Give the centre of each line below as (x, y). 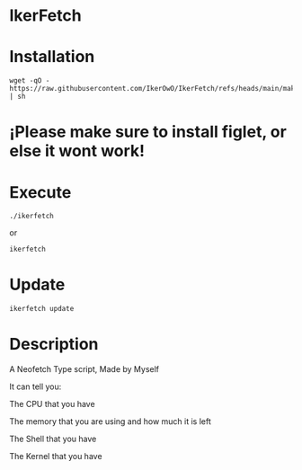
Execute (40, 192)
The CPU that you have (53, 404)
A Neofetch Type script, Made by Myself (84, 369)
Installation (52, 57)
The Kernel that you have (56, 457)
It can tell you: (36, 386)
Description (54, 345)
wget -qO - (30, 81)
